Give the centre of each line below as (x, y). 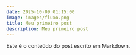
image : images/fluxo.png (38, 18)
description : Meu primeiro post (47, 29)
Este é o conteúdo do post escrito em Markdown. (68, 46)
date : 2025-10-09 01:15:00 (41, 12)
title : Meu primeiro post (39, 23)
